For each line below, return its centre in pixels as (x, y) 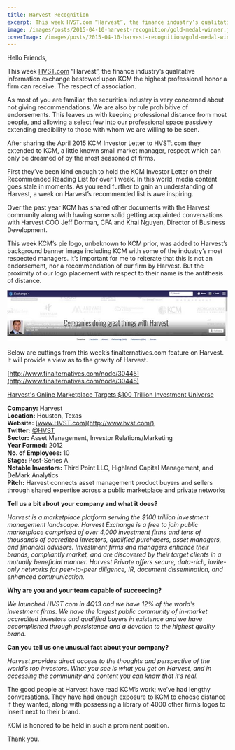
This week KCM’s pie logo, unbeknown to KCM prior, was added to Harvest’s (117, 244)
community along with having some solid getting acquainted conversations (115, 215)
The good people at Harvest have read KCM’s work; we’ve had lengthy (109, 689)
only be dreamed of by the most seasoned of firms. (81, 158)
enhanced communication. (46, 577)
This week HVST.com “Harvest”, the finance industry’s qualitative (101, 71)
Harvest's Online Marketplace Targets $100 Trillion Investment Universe (111, 394)
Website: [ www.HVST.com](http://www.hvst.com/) (81, 423)
